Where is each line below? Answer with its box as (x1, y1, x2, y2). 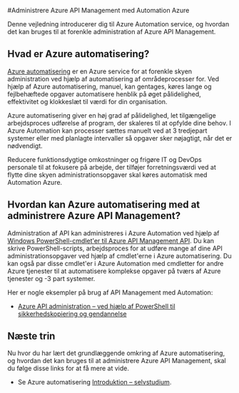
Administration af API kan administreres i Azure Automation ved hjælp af (7, 228, 220, 238)
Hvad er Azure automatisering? (7, 48, 150, 60)
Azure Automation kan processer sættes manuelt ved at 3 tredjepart (7, 126, 208, 135)
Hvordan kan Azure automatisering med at (7, 199, 200, 211)
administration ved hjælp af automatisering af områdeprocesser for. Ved (7, 74, 220, 83)
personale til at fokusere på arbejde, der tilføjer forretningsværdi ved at (7, 163, 216, 171)
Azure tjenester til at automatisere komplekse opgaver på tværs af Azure (7, 267, 221, 275)
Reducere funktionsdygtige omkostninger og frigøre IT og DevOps (7, 155, 202, 163)
